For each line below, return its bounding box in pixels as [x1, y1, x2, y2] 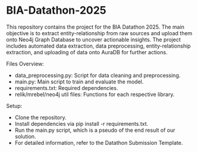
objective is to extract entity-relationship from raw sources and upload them [6, 29, 193, 36]
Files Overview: [6, 60, 45, 67]
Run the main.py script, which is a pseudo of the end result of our [14, 126, 175, 134]
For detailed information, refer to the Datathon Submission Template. [14, 139, 183, 146]
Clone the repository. [14, 114, 67, 121]
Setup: [6, 102, 23, 109]
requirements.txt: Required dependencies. [14, 84, 118, 91]
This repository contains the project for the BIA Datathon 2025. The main [6, 23, 185, 30]
